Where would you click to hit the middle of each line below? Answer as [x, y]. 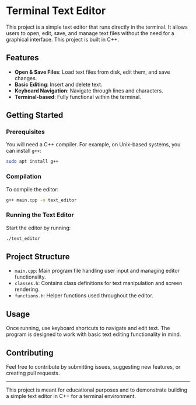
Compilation [24, 177]
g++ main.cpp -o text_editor [41, 200]
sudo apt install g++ [32, 162]
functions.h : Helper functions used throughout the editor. [84, 296]
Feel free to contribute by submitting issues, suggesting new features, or [93, 367]
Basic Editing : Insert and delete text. [58, 84]
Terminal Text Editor [56, 11]
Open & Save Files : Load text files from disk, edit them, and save [92, 72]
